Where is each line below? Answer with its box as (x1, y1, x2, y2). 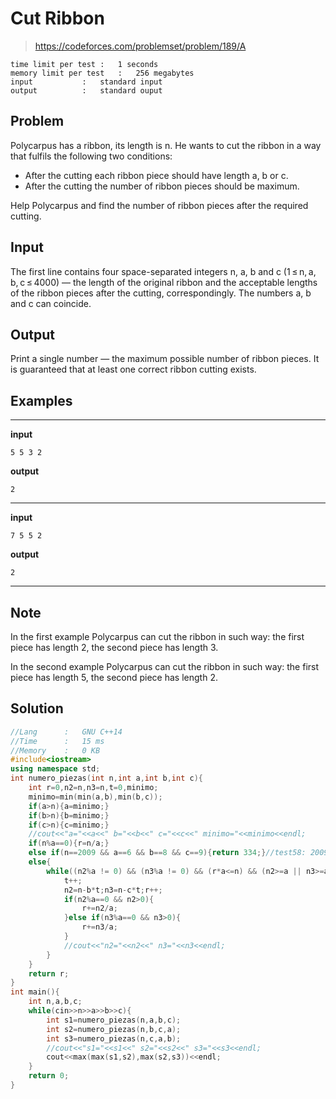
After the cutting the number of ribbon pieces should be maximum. (24, 180, 300, 192)
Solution (10, 700, 64, 717)
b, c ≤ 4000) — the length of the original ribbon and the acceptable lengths (10, 276, 318, 288)
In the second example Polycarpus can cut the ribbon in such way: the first (10, 661, 320, 672)
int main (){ (10, 987, 60, 997)
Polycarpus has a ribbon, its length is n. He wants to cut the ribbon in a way (10, 139, 322, 151)
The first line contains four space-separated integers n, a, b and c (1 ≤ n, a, (10, 265, 317, 277)
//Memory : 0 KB (10, 745, 101, 756)
